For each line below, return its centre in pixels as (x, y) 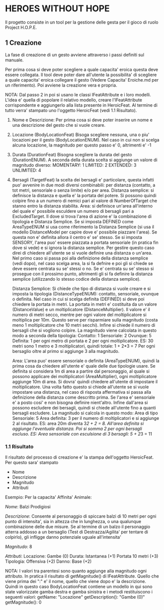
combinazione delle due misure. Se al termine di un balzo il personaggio (78, 527)
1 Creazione (23, 43)
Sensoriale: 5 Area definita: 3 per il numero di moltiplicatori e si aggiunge (85, 418)
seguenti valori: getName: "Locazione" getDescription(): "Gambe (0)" (75, 597)
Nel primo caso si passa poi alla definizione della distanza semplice (80, 258)
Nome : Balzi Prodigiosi (28, 507)
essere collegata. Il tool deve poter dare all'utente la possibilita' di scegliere (81, 75)
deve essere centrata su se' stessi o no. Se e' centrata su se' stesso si (83, 268)
